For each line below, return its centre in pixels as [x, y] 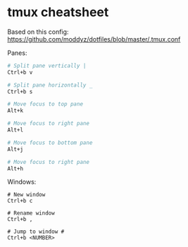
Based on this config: [38, 32]
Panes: [17, 53]
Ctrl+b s [20, 91]
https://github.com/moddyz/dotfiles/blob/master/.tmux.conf [94, 39]
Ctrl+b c [20, 201]
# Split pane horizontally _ [50, 85]
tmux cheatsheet [58, 12]
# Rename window [31, 213]
